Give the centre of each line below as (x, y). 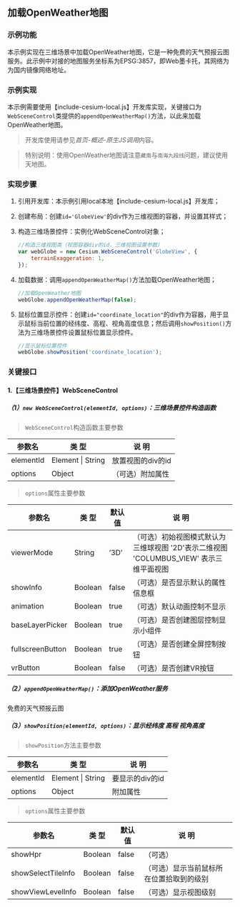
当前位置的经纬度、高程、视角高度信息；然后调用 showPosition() (131, 323)
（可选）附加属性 (141, 473)
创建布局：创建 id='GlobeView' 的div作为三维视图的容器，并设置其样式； (123, 216)
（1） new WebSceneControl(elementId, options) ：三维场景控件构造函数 (112, 408)
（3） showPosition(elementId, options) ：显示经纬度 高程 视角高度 (106, 726)
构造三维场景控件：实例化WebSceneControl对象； (91, 231)
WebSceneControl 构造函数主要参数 (74, 427)
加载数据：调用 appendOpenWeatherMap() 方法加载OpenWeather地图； (117, 279)
